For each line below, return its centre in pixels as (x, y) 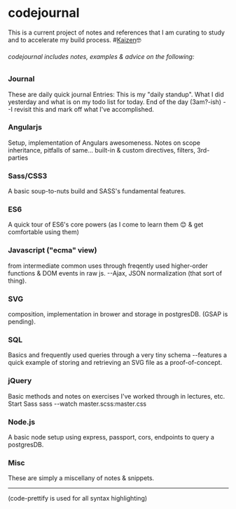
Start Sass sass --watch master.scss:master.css (77, 404)
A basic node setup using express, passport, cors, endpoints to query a (111, 437)
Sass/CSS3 (28, 176)
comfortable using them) (44, 232)
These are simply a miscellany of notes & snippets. (81, 478)
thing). (18, 281)
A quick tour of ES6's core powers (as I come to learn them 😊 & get (106, 225)
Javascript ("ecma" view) (53, 250)
